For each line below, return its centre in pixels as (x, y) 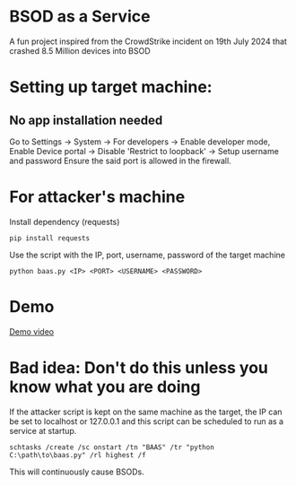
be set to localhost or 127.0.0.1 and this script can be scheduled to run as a (147, 421)
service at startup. (43, 430)
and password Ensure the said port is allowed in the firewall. (120, 161)
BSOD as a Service (80, 17)
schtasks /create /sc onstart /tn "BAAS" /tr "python (112, 447)
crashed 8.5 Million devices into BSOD (80, 50)
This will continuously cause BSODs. (77, 472)
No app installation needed (86, 120)
